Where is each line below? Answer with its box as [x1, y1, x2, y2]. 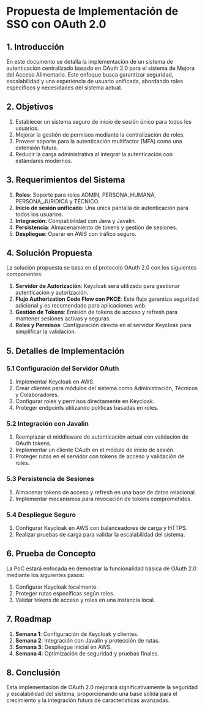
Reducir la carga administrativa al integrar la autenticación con [15, 150, 173, 157]
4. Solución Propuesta [6, 248, 93, 259]
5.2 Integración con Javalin [6, 420, 89, 428]
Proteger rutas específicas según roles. [15, 589, 115, 597]
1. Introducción [6, 42, 64, 52]
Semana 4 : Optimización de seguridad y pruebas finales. [15, 649, 159, 657]
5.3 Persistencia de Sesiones [6, 475, 95, 483]
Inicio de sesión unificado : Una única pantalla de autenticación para [15, 204, 188, 211]
